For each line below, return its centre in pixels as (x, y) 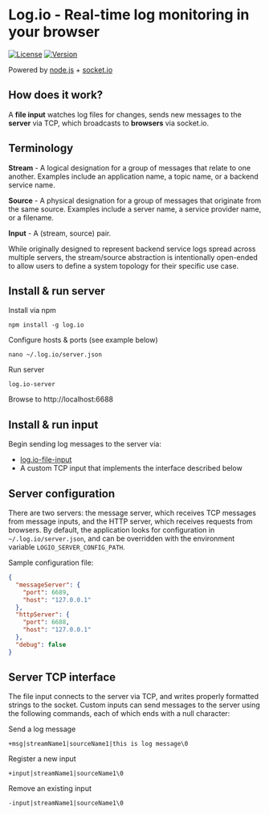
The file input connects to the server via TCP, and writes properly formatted (134, 697)
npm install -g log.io (46, 325)
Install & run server (57, 291)
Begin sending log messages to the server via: (85, 444)
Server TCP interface (62, 677)
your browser (54, 32)
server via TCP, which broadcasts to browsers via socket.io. (109, 123)
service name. (32, 185)
